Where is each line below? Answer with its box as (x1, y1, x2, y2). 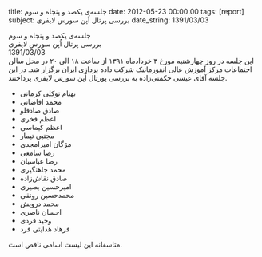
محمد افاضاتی (19, 97, 62, 106)
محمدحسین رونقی (19, 191, 74, 200)
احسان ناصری (19, 208, 62, 216)
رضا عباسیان (19, 156, 58, 166)
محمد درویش (19, 199, 60, 208)
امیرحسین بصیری (19, 182, 72, 191)
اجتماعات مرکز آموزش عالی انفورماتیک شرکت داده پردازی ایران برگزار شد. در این (8, 65, 253, 74)
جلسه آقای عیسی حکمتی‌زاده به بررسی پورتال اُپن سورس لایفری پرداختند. (8, 73, 228, 82)
